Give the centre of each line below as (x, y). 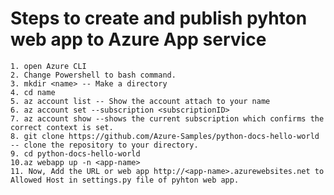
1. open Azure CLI (48, 66)
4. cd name (33, 92)
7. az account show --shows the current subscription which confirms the (167, 118)
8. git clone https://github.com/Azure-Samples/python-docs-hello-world (165, 136)
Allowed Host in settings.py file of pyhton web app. (125, 180)
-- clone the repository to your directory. (104, 145)
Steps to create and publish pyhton (159, 18)
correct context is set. (62, 127)
